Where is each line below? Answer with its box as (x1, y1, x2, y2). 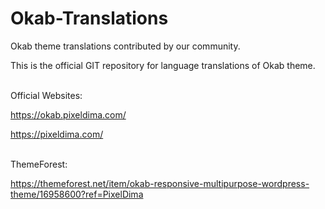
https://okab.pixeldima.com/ (10, 108, 127, 121)
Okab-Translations (10, 7, 169, 30)
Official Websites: (10, 89, 83, 101)
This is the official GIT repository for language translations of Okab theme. (10, 59, 316, 71)
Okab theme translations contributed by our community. (10, 40, 241, 52)
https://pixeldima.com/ (10, 128, 104, 140)
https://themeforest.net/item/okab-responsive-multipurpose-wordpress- (10, 177, 310, 189)
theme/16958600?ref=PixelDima (10, 188, 144, 200)
